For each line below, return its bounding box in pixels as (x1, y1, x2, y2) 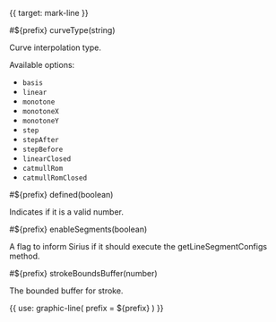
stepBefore (22, 145, 64, 154)
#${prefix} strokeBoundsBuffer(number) (9, 268, 159, 278)
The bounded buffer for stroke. (9, 285, 124, 296)
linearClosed (22, 155, 72, 164)
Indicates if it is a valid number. (9, 207, 124, 217)
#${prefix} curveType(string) (9, 25, 116, 35)
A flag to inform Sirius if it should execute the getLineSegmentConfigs (9, 241, 267, 251)
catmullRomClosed (22, 174, 88, 182)
